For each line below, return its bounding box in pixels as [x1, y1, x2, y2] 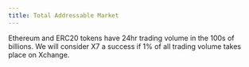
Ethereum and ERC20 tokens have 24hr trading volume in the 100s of [8, 33, 235, 43]
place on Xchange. [8, 50, 70, 59]
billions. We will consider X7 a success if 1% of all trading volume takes [8, 41, 241, 51]
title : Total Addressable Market [8, 11, 119, 20]
